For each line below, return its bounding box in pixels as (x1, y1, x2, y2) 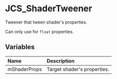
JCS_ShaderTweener (5, 3, 93, 14)
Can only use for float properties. (5, 28, 74, 34)
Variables (5, 43, 35, 52)
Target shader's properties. (46, 66, 109, 73)
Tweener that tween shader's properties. (5, 19, 87, 25)
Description (46, 57, 75, 64)
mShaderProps (7, 66, 42, 73)
